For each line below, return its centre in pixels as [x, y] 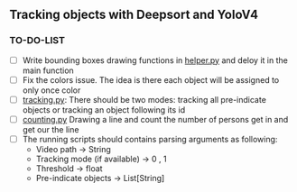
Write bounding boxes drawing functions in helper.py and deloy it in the [155, 60]
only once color [51, 90]
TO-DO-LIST [37, 41]
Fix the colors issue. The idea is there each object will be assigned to [151, 79]
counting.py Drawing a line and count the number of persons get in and [155, 119]
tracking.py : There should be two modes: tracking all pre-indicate [144, 99]
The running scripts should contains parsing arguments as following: [150, 139]
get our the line [51, 129]
